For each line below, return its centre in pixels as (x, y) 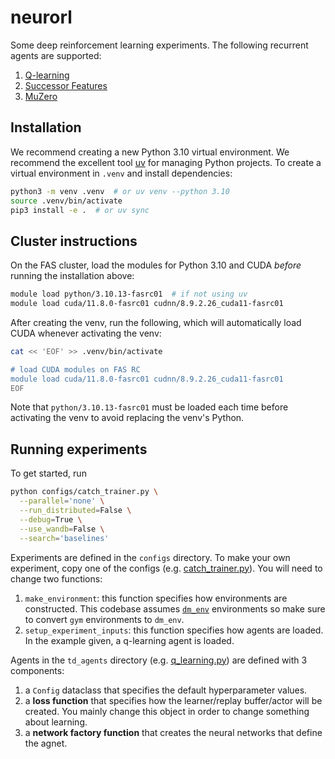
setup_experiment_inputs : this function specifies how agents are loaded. (174, 630)
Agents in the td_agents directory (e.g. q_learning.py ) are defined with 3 (159, 660)
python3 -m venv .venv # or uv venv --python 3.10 (120, 191)
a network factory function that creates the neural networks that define (173, 732)
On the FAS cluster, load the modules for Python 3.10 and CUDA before (156, 265)
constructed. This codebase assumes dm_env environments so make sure (175, 608)
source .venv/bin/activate (66, 201)
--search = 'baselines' (64, 538)
